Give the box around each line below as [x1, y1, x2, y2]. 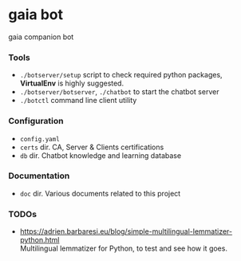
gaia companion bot [8, 32, 74, 42]
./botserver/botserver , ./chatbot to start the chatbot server [19, 87, 219, 97]
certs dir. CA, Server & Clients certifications [19, 142, 164, 152]
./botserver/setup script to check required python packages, [19, 70, 223, 80]
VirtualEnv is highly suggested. [19, 78, 124, 89]
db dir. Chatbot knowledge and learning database [19, 150, 182, 160]
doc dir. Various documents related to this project [19, 188, 181, 198]
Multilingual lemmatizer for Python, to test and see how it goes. [19, 243, 227, 253]
